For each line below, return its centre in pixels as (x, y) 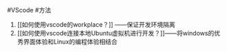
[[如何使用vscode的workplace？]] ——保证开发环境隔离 (96, 25)
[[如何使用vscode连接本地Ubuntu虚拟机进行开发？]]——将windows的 (116, 33)
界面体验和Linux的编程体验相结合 (70, 42)
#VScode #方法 (29, 10)
